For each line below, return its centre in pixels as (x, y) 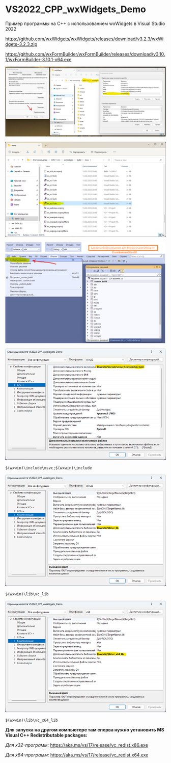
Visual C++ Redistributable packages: (46, 735)
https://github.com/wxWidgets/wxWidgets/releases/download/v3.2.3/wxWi (84, 39)
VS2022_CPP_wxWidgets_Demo (76, 9)
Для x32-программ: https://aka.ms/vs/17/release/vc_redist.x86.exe (77, 745)
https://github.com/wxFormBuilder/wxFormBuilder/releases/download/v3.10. (85, 54)
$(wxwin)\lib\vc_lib (27, 594)
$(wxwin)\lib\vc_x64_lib (32, 720)
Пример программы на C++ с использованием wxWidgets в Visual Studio (85, 23)
